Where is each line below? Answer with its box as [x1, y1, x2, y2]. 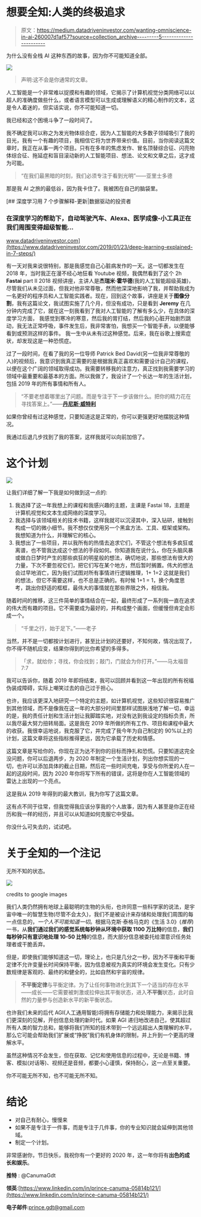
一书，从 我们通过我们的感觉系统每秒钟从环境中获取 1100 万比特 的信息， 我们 [6, 926, 193, 933]
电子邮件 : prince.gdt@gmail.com [6, 1204, 85, 1211]
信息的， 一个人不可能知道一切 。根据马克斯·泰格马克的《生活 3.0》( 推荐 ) [16, 918, 194, 925]
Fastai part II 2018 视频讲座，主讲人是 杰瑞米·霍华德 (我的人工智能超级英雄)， [6, 277, 194, 285]
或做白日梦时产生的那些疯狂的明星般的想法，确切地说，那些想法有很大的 [14, 554, 193, 561]
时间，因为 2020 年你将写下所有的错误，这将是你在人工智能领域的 [26, 770, 190, 778]
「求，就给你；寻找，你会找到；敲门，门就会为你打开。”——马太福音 [20, 658, 188, 665]
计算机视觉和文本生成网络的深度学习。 [14, 509, 109, 516]
